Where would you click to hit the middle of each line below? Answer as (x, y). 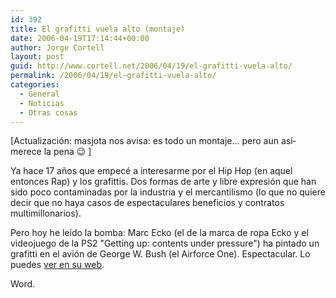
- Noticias (42, 103)
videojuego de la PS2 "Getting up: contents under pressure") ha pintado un (165, 243)
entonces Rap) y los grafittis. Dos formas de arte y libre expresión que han (163, 182)
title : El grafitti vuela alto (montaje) (98, 29)
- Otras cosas (48, 112)
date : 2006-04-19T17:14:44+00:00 (80, 38)
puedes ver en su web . (57, 265)
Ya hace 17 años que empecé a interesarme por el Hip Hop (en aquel (151, 171)
